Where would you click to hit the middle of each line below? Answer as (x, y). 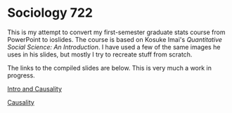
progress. (21, 75)
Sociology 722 (50, 13)
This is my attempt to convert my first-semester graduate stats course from (116, 32)
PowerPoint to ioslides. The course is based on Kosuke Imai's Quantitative (115, 39)
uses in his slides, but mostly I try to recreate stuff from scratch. (100, 54)
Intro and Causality (34, 89)
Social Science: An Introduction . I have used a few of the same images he (114, 47)
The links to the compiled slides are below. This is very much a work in (110, 68)
